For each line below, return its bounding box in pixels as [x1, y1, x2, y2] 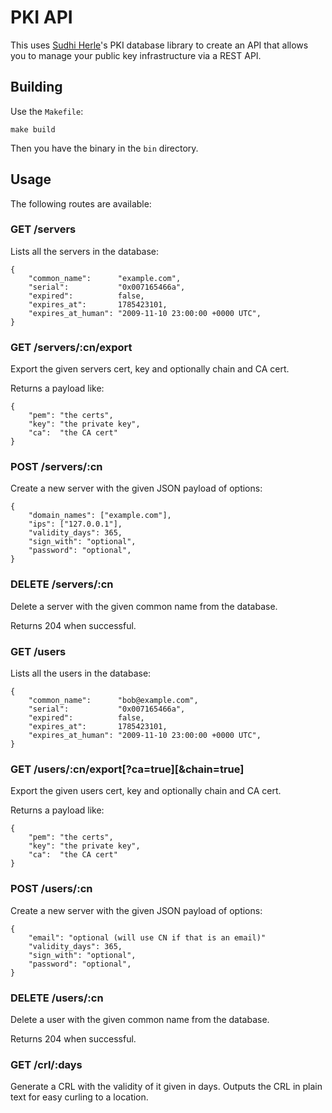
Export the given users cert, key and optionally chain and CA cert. [10, 785, 282, 797]
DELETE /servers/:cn [10, 577, 114, 591]
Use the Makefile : [10, 105, 84, 117]
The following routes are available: [10, 197, 152, 210]
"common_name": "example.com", [28, 273, 182, 283]
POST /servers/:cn [10, 460, 103, 474]
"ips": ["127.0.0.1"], [28, 519, 123, 530]
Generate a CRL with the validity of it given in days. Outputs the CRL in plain [10, 1081, 323, 1093]
